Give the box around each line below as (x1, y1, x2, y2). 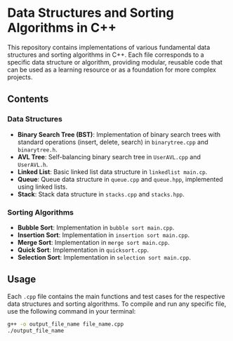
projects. (7, 72, 33, 81)
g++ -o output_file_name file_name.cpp (7, 321, 124, 328)
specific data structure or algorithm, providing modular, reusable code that (7, 58, 223, 66)
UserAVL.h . (17, 160, 48, 168)
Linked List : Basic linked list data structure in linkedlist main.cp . (17, 167, 208, 176)
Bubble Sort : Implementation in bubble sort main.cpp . (17, 223, 175, 232)
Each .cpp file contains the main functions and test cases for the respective (7, 292, 226, 300)
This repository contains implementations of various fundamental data (7, 43, 211, 51)
